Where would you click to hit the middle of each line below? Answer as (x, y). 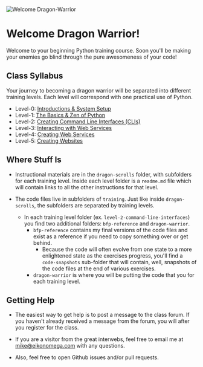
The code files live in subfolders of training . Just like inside (90, 199)
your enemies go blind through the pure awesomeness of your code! (92, 57)
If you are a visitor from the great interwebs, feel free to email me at (99, 339)
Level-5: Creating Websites (49, 141)
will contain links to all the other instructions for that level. (87, 187)
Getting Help (31, 300)
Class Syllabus (35, 76)
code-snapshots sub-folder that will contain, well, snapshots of (119, 262)
